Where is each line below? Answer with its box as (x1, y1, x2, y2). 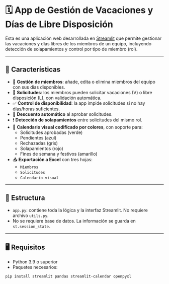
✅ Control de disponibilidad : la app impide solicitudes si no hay (12, 100, 145, 106)
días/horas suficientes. (12, 106, 60, 112)
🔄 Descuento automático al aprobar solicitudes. (12, 111, 113, 117)
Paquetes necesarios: (12, 264, 58, 270)
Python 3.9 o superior (12, 259, 58, 265)
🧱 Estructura (5, 194, 45, 202)
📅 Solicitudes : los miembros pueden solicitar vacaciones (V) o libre (12, 89, 152, 95)
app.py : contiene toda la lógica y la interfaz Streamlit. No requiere (12, 207, 148, 213)
